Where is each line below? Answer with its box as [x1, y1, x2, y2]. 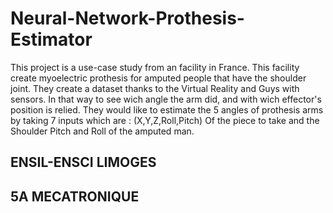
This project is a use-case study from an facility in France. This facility [10, 61, 300, 73]
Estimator [10, 28, 93, 51]
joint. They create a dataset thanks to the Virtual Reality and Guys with [10, 82, 300, 94]
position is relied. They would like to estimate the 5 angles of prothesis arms [10, 103, 324, 116]
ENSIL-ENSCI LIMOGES [10, 154, 157, 171]
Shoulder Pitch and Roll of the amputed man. [10, 125, 195, 137]
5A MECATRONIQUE [10, 188, 140, 205]
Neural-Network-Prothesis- [10, 7, 245, 30]
